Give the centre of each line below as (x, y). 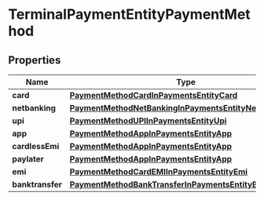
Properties (35, 60)
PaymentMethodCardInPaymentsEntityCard (154, 95)
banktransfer (37, 184)
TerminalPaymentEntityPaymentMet (130, 15)
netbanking (34, 108)
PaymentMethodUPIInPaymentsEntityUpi (148, 121)
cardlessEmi (36, 146)
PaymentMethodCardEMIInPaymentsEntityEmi (159, 172)
